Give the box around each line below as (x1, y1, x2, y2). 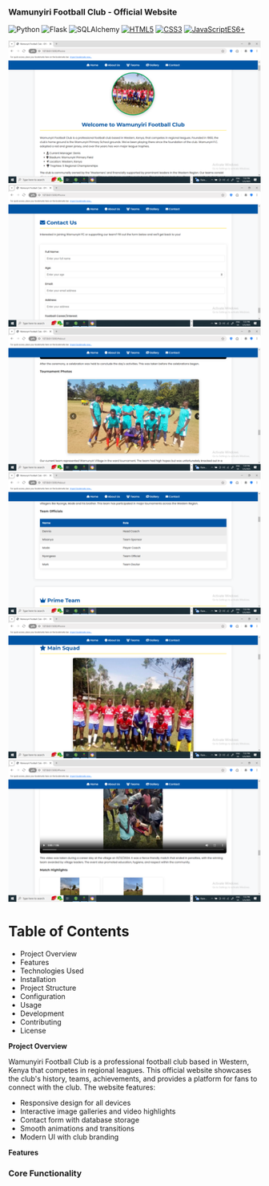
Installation (19, 975, 57, 984)
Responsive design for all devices (19, 1098, 131, 1108)
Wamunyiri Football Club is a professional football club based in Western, (8, 1057, 250, 1066)
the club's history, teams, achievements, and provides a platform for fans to (8, 1074, 258, 1084)
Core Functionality (8, 1168, 82, 1179)
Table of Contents (8, 923, 130, 941)
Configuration (19, 992, 66, 1001)
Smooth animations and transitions (19, 1123, 134, 1134)
